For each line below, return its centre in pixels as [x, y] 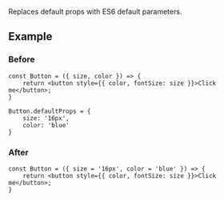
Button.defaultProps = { [50, 111]
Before [22, 59]
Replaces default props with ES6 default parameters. [95, 12]
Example [30, 36]
